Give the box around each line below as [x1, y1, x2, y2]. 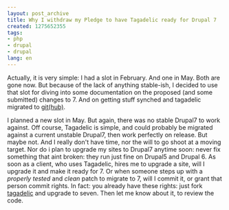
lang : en [7, 55, 32, 62]
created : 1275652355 [7, 23, 67, 30]
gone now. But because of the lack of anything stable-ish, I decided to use [7, 80, 218, 89]
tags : [7, 29, 23, 36]
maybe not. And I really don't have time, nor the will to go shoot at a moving [7, 138, 221, 146]
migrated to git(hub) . [7, 102, 66, 110]
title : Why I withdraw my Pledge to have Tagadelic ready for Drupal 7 [7, 16, 217, 23]
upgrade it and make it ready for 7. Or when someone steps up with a [7, 167, 203, 175]
